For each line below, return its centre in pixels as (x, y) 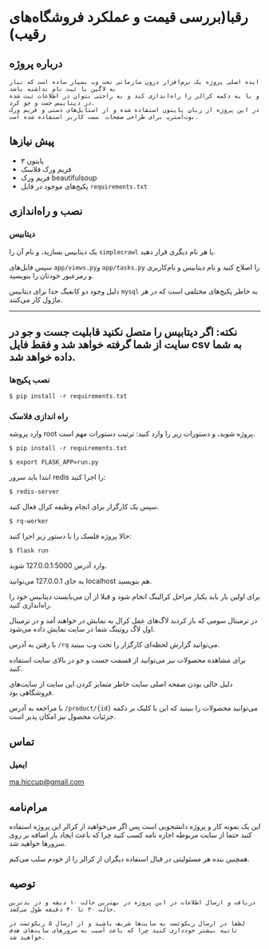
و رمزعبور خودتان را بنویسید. (51, 275)
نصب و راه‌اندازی (46, 211)
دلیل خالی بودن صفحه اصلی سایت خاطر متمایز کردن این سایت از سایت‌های (121, 684)
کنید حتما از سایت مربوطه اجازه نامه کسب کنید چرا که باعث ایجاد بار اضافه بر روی (131, 835)
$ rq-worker (29, 521)
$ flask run (29, 551)
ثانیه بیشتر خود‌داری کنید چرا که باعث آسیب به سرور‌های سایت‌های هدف (124, 930)
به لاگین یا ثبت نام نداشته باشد (63, 89)
